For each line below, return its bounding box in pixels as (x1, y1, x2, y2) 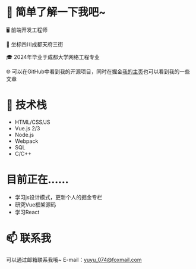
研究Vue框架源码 (14, 201, 56, 208)
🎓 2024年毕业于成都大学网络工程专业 (6, 53, 100, 60)
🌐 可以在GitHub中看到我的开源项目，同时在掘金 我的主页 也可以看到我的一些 (6, 68, 190, 75)
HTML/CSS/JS (14, 118, 50, 126)
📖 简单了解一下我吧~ (6, 5, 106, 19)
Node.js (14, 131, 34, 138)
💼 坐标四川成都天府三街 (6, 40, 64, 48)
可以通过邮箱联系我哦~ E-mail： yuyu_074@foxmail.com (6, 256, 142, 263)
